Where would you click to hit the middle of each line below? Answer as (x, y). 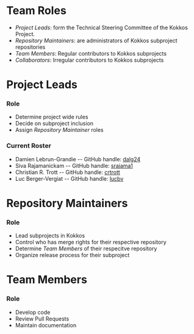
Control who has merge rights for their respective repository (91, 242)
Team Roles (37, 11)
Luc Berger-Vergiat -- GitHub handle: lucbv (69, 178)
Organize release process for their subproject (72, 255)
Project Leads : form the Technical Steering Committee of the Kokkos (101, 27)
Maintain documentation (46, 325)
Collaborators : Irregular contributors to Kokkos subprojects (89, 60)
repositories (30, 47)
